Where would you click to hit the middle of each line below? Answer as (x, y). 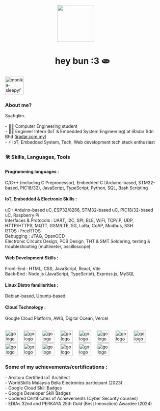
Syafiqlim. (15, 116)
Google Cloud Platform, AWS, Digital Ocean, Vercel (57, 318)
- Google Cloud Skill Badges (34, 388)
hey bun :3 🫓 (82, 61)
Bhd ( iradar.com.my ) (26, 137)
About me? (18, 105)
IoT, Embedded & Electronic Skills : (41, 199)
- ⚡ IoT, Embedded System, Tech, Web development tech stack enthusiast (80, 142)
